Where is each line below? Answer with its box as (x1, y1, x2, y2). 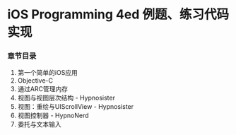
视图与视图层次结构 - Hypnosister (17, 93, 115, 102)
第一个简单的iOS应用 (17, 69, 78, 77)
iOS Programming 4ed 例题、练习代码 (7, 6, 230, 23)
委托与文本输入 (17, 120, 61, 129)
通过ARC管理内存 (17, 85, 69, 93)
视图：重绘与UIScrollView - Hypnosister (17, 102, 134, 111)
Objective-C (17, 76, 54, 85)
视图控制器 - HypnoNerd (17, 111, 90, 120)
